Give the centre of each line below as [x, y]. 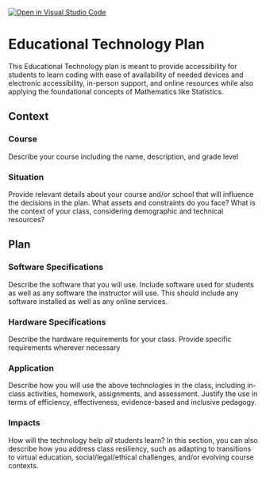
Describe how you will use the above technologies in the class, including [127, 386]
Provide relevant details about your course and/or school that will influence [131, 194]
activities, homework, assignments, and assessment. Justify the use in [142, 394]
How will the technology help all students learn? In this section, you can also [133, 440]
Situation [26, 177]
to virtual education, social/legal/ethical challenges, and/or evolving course [131, 457]
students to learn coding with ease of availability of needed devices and [126, 75]
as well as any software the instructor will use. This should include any [123, 293]
